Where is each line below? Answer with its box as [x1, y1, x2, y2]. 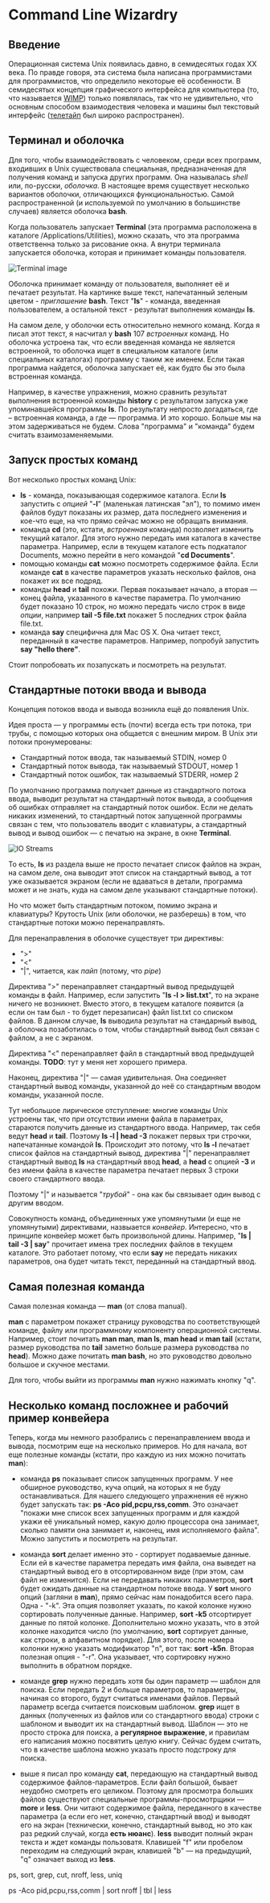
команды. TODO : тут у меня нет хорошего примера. [8, 1057, 187, 1067]
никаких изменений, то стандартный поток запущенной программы [8, 811, 243, 821]
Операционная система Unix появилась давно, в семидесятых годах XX [8, 59, 257, 68]
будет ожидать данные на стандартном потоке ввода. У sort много [19, 1584, 252, 1594]
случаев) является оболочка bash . [8, 206, 128, 216]
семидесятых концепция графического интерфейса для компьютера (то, [8, 85, 260, 94]
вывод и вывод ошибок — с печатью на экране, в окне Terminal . [8, 828, 231, 838]
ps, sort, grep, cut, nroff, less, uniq [8, 1870, 123, 1880]
